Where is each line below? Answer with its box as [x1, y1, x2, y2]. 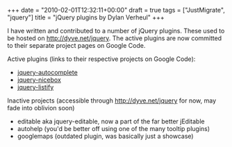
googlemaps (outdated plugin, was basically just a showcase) [17, 132, 194, 140]
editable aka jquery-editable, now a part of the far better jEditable [17, 117, 205, 126]
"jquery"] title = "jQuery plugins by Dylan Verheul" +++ [7, 13, 165, 21]
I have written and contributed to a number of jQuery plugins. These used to [7, 27, 225, 35]
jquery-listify [17, 83, 54, 91]
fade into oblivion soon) [7, 104, 75, 112]
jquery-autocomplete [17, 69, 78, 76]
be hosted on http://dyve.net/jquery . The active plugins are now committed [7, 34, 222, 42]
